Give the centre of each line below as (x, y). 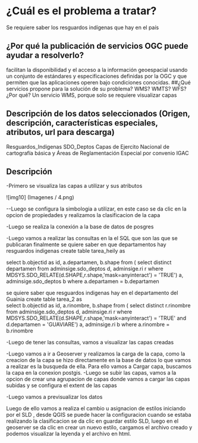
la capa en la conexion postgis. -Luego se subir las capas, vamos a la (91, 373)
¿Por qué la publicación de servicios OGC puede (97, 46)
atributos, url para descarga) (60, 132)
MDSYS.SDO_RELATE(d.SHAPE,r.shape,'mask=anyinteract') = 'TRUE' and (96, 318)
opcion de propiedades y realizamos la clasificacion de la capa (83, 215)
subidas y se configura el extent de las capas (62, 385)
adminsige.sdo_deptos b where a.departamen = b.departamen (83, 281)
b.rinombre (20, 331)
